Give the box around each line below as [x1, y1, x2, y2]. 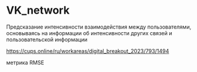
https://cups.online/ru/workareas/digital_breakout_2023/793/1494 [6, 47, 169, 54]
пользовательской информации [6, 36, 88, 43]
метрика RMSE [6, 59, 44, 66]
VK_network [6, 4, 70, 17]
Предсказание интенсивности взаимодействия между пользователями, [6, 23, 192, 30]
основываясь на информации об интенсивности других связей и [6, 29, 172, 36]
